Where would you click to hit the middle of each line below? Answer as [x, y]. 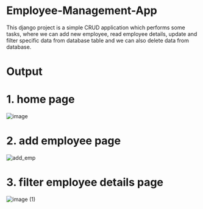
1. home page [41, 100]
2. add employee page [63, 141]
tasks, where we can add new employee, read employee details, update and [102, 34]
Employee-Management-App [82, 11]
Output [24, 72]
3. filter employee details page [85, 182]
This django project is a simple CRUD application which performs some [96, 27]
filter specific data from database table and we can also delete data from [98, 40]
